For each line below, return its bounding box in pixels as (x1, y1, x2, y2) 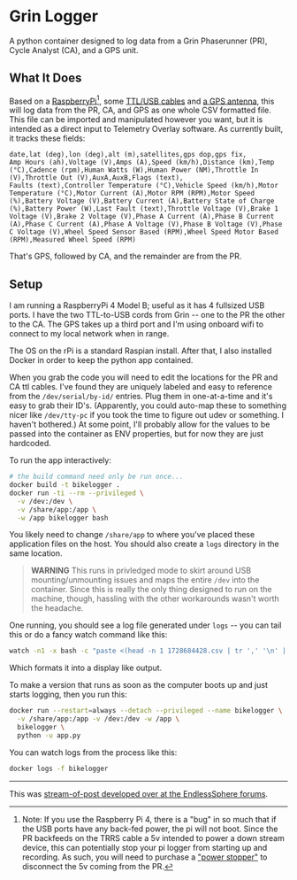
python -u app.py (17, 730, 81, 740)
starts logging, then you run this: (9, 689, 128, 700)
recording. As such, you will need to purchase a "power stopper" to (21, 852, 268, 862)
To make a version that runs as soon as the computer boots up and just (9, 680, 268, 691)
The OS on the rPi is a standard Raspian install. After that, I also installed (9, 345, 272, 356)
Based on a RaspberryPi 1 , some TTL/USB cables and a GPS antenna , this (9, 94, 275, 106)
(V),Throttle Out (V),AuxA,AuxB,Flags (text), (9, 174, 184, 182)
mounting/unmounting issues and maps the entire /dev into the (30, 575, 260, 585)
